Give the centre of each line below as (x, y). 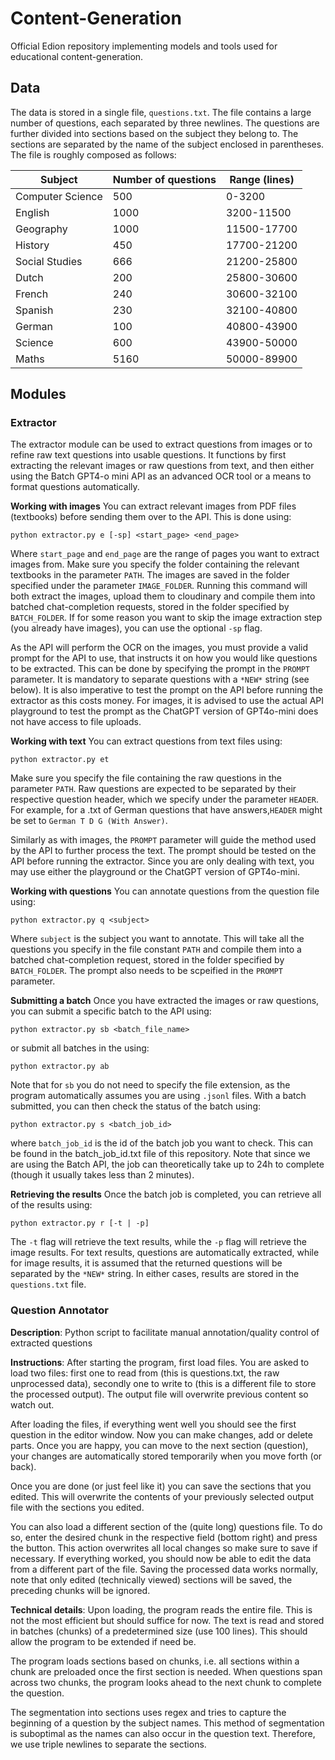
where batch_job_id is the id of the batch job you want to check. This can (161, 1143)
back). (23, 1466)
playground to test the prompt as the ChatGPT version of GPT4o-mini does (164, 711)
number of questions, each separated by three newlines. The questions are (165, 123)
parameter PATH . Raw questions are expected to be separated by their (153, 789)
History (32, 245)
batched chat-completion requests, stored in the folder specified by (150, 607)
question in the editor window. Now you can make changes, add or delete (161, 1434)
